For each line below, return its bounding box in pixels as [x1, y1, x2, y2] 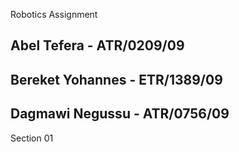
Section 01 [10, 132, 54, 144]
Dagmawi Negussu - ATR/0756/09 [10, 105, 230, 123]
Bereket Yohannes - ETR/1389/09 [10, 71, 223, 88]
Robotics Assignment [10, 9, 98, 20]
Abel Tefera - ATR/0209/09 [10, 37, 185, 54]
